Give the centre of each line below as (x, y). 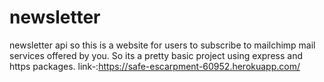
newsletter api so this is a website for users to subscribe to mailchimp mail (162, 45)
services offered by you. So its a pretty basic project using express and (156, 55)
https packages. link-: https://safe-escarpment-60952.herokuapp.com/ (155, 66)
